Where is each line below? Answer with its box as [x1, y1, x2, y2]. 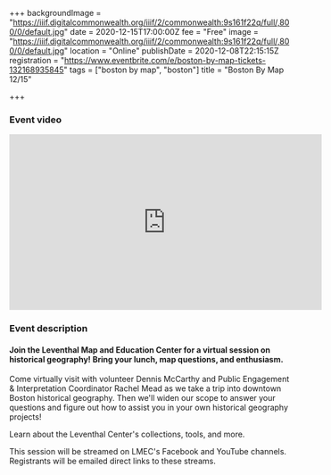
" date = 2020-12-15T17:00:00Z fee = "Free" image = [63, 27, 259, 37]
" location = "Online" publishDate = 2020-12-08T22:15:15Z [63, 46, 279, 56]
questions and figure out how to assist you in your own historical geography [9, 402, 288, 413]
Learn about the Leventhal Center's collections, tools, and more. [9, 429, 245, 440]
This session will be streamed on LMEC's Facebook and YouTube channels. [9, 446, 287, 457]
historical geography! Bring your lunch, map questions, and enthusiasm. [9, 354, 284, 364]
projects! [9, 412, 42, 422]
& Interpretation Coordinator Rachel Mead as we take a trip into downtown [9, 383, 282, 394]
